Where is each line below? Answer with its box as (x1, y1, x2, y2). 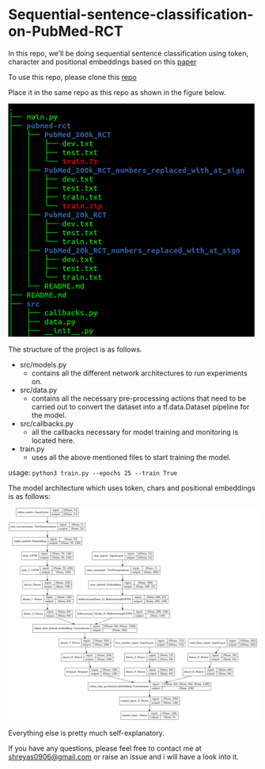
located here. (31, 436, 75, 445)
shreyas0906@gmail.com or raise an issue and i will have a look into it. (8, 752, 239, 762)
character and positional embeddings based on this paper (8, 57, 197, 67)
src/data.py (19, 385, 58, 394)
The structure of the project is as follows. (8, 345, 142, 354)
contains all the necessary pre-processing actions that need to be (31, 394, 247, 403)
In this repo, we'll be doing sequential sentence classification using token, (8, 48, 249, 58)
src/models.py (19, 360, 67, 369)
